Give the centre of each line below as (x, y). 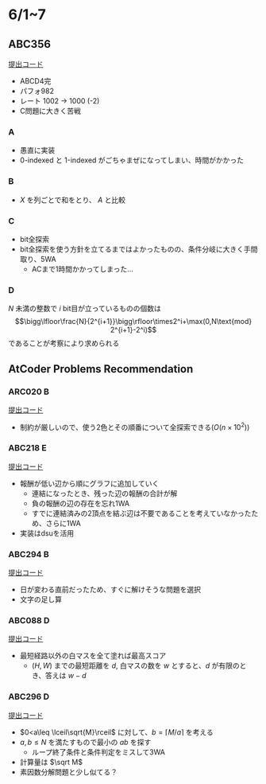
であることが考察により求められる (64, 343)
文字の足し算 (40, 599)
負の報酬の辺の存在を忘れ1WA (80, 503)
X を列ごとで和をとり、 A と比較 (72, 200)
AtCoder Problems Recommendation (101, 369)
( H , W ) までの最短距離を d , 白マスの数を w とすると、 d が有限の (135, 665)
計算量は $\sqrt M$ (51, 762)
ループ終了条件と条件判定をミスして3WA (98, 752)
